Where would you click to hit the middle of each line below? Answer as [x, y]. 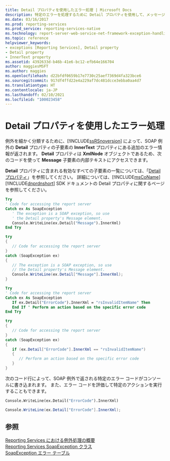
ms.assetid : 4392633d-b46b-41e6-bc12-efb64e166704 [60, 62]
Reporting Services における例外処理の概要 [50, 440]
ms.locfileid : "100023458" [34, 99]
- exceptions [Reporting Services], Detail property [62, 48]
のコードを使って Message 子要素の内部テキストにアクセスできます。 [78, 160]
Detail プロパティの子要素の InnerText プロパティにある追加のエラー [86, 147]
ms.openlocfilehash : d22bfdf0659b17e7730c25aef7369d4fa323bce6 [73, 76]
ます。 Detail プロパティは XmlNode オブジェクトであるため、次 [94, 154]
